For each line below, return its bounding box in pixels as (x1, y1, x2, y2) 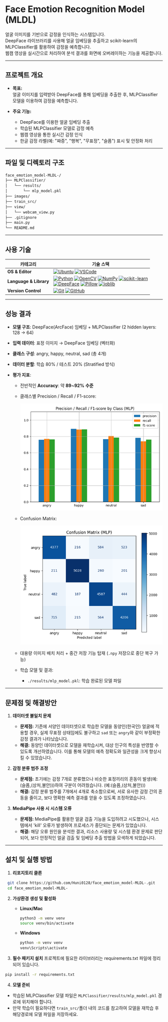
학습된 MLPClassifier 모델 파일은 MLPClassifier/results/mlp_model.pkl (12, 992, 157, 998)
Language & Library (7, 278, 49, 284)
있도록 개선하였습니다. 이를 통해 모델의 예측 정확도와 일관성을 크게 (19, 749, 148, 754)
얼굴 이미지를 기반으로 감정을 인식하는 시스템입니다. (5, 31, 105, 37)
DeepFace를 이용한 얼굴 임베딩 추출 (19, 119, 90, 125)
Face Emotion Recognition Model (5, 4, 145, 15)
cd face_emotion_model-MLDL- (7, 885, 68, 891)
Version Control (7, 288, 41, 294)
